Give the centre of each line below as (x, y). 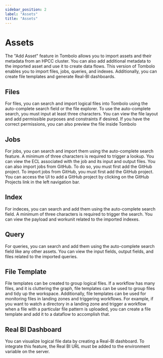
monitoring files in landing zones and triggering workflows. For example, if (79, 299)
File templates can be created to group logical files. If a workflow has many (80, 283)
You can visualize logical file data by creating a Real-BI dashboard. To (75, 341)
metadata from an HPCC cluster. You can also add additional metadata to (78, 61)
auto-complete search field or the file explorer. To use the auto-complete (78, 109)
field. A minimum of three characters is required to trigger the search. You (79, 214)
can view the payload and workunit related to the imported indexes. (72, 219)
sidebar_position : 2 (26, 9)
